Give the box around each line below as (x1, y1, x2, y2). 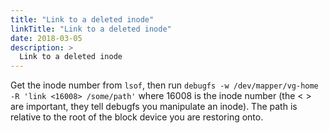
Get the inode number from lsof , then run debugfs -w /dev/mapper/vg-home (10, 79, 319, 91)
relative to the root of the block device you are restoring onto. (10, 111, 264, 123)
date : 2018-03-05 (10, 33, 83, 43)
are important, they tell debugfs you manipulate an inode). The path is (10, 101, 298, 113)
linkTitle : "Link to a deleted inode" (10, 24, 172, 34)
